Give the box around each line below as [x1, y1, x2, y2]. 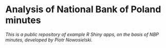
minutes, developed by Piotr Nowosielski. [5, 37, 93, 43]
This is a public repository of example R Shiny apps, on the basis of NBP [5, 31, 159, 37]
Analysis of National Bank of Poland [5, 4, 161, 15]
